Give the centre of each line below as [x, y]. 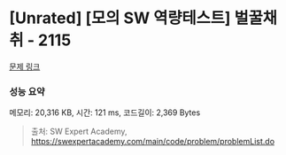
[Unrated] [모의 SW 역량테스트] [120, 18]
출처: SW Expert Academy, [79, 132]
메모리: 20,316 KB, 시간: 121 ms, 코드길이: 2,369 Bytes [105, 112]
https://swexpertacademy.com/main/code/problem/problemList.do [153, 142]
